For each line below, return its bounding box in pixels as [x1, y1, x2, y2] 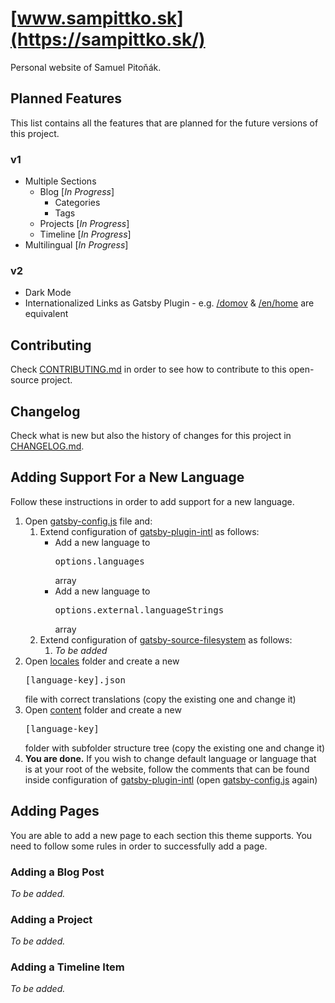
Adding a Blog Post [10, 865, 105, 879]
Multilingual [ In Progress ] [24, 239, 129, 251]
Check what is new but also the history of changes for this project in [10, 429, 292, 441]
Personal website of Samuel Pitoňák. [10, 61, 162, 73]
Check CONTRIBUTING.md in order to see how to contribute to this [10, 363, 287, 376]
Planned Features [10, 90, 123, 107]
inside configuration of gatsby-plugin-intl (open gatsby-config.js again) [24, 773, 318, 786]
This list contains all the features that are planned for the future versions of [10, 117, 319, 129]
